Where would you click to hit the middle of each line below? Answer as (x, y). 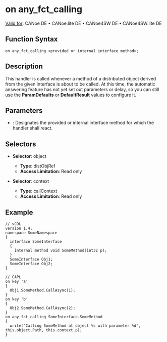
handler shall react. (33, 128)
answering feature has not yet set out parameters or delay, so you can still (82, 89)
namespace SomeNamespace (31, 233)
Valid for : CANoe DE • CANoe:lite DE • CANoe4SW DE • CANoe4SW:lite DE (84, 23)
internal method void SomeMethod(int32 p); (61, 250)
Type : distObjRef (38, 166)
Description (24, 67)
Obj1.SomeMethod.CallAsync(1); (43, 290)
